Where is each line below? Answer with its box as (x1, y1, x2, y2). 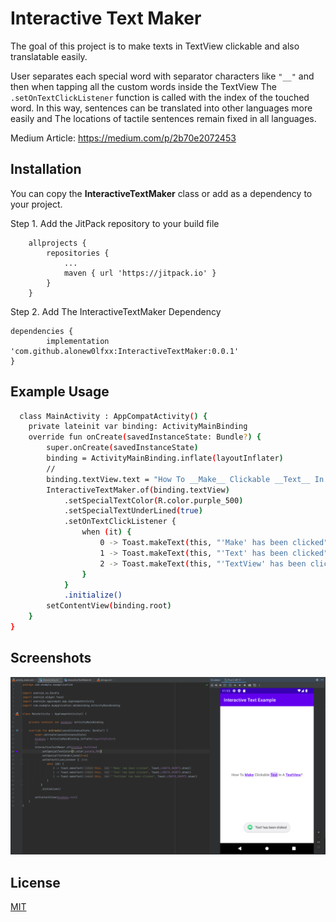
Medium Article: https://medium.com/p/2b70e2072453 (10, 132, 237, 144)
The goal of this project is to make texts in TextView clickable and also (10, 40, 300, 52)
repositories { (46, 248, 110, 258)
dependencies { (10, 326, 74, 336)
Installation (10, 161, 82, 178)
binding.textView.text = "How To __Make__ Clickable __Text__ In (46, 474, 325, 484)
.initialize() (63, 590, 123, 601)
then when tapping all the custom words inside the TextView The (10, 80, 278, 92)
